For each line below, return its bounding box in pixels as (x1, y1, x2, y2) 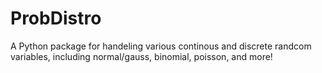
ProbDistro (10, 7, 102, 30)
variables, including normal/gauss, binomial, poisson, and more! (10, 50, 273, 62)
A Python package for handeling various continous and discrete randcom (10, 40, 312, 52)
